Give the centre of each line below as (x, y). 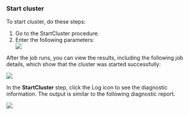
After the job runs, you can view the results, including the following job (95, 58)
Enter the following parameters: (55, 40)
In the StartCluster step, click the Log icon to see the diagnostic (87, 88)
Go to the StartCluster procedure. (57, 33)
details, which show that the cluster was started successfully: (84, 64)
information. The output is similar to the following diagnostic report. (91, 94)
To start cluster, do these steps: (46, 22)
